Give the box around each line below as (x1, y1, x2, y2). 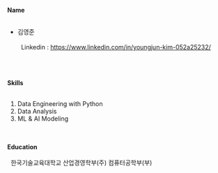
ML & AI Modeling (17, 114, 69, 123)
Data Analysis (17, 107, 57, 115)
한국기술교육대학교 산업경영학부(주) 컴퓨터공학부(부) (10, 158, 153, 167)
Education (7, 143, 38, 151)
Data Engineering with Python (17, 100, 103, 107)
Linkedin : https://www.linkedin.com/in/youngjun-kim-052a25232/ (20, 43, 211, 51)
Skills (7, 79, 24, 86)
